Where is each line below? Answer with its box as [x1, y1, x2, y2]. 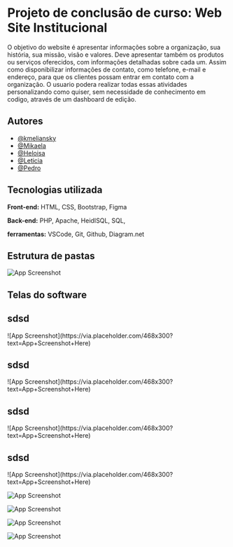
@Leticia [17, 156, 43, 165]
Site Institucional [7, 20, 108, 36]
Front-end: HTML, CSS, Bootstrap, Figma [7, 202, 127, 211]
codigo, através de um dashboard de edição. [7, 95, 136, 103]
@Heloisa [17, 148, 45, 157]
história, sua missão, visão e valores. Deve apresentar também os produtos [7, 50, 224, 59]
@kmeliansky [17, 134, 57, 142]
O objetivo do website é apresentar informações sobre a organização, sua [7, 43, 221, 51]
